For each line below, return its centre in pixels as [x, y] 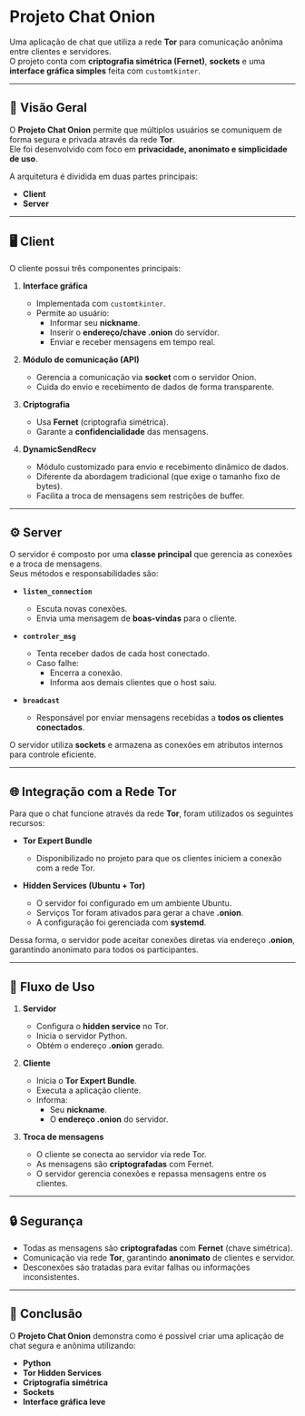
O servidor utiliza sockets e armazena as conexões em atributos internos [146, 745]
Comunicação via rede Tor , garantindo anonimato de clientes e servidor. [159, 1257]
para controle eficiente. [53, 754]
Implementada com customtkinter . [101, 303]
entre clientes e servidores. [60, 51]
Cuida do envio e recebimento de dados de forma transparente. [155, 387]
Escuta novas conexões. [82, 609]
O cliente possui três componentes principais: [95, 268]
